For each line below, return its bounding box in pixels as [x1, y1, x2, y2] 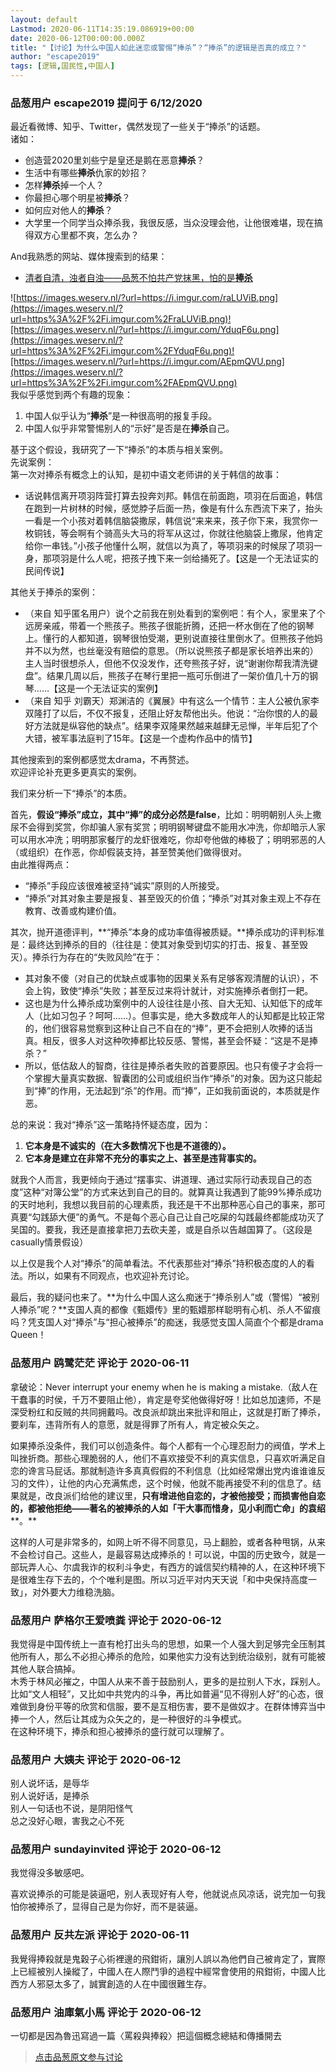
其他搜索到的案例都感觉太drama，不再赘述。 [10, 754, 195, 766]
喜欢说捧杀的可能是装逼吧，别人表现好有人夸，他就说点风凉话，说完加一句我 [10, 1888, 326, 1900]
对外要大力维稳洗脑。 [31, 1586, 120, 1598]
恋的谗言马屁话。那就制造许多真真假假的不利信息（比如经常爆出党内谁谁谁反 [10, 1464, 326, 1476]
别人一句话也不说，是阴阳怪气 [10, 1802, 133, 1815]
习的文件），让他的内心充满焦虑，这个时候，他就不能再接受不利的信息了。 [10, 1477, 313, 1489]
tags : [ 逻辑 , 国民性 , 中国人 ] [10, 61, 115, 71]
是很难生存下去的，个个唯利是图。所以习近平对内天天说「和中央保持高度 [10, 1573, 308, 1585]
